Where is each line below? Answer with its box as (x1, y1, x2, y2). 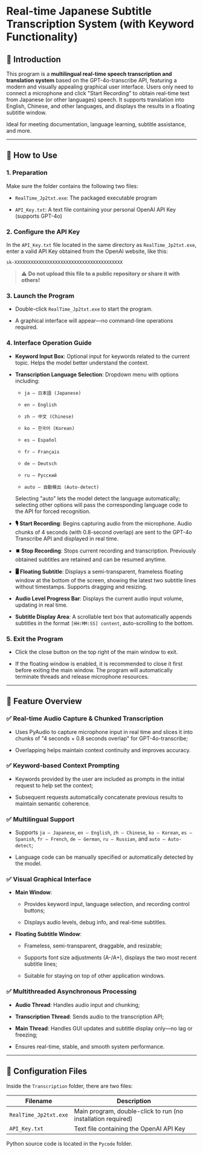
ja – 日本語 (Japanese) (24, 390, 82, 396)
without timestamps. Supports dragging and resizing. (14, 583, 147, 590)
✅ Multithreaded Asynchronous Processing (6, 987, 137, 996)
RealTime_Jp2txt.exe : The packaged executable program (14, 194, 157, 201)
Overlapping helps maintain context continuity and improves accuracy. (14, 746, 191, 753)
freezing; (14, 1031, 38, 1038)
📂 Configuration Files (6, 1066, 88, 1077)
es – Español (24, 437, 57, 443)
